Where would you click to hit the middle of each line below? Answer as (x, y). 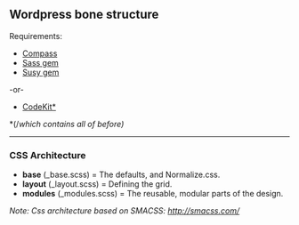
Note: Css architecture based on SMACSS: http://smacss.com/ (125, 211)
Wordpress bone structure (84, 15)
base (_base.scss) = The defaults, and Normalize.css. (121, 175)
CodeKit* (39, 107)
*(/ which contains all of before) (67, 124)
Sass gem (40, 62)
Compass (40, 53)
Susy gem (40, 72)
